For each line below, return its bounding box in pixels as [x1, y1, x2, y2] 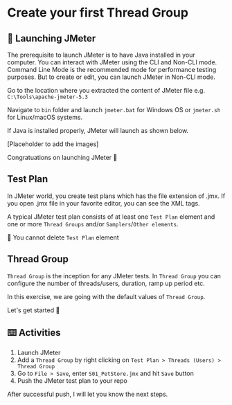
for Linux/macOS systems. [7, 113, 83, 121]
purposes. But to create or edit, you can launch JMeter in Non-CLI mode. [7, 73, 216, 81]
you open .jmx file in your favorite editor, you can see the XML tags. [7, 199, 200, 207]
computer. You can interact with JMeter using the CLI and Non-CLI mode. [7, 58, 217, 66]
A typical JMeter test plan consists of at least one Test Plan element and [7, 213, 215, 221]
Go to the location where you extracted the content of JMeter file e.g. [7, 87, 206, 94]
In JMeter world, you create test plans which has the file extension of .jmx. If [7, 192, 226, 200]
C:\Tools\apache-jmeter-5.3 [7, 93, 89, 100]
